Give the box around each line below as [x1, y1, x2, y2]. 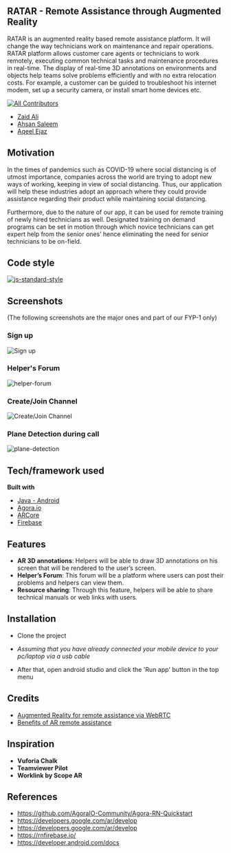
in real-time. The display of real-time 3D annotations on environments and [7, 63, 217, 72]
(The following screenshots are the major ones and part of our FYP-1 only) [7, 313, 218, 322]
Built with [7, 483, 35, 492]
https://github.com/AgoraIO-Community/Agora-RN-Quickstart [16, 809, 193, 818]
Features [7, 538, 46, 550]
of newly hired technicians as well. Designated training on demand [7, 215, 196, 223]
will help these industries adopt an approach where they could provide [7, 187, 207, 196]
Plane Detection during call [7, 430, 100, 439]
